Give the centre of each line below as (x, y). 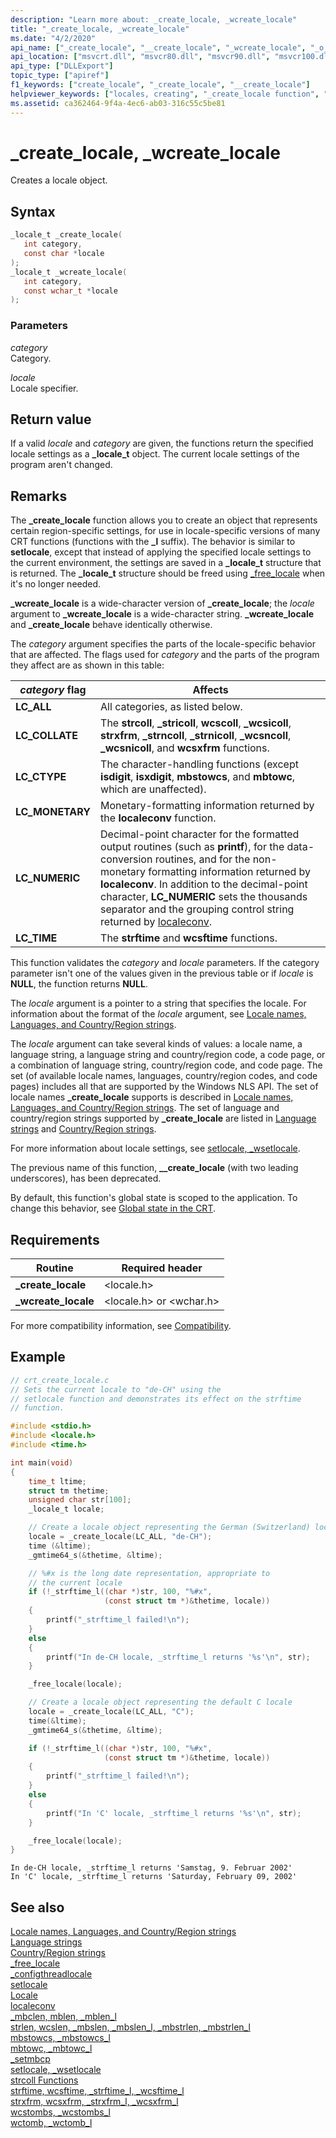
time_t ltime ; (57, 1481)
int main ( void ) (42, 1462)
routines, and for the (202, 859)
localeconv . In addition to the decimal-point (204, 884)
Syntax (33, 211)
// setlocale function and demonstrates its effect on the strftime (156, 1399)
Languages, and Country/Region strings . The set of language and (145, 1108)
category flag (53, 690)
